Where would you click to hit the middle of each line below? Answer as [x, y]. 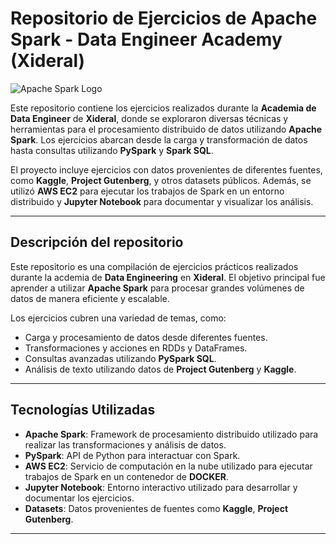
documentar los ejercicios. [79, 498]
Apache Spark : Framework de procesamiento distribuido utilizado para [171, 434]
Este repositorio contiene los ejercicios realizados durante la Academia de [163, 108]
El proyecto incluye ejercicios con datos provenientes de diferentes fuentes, [166, 169]
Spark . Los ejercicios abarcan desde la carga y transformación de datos [159, 139]
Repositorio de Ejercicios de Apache [164, 18]
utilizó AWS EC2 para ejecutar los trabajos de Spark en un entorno [147, 191]
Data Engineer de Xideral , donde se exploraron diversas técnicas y [149, 118]
